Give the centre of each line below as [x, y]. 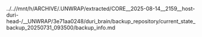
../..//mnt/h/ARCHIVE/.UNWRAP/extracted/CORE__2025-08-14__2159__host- [101, 9]
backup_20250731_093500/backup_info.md [61, 27]
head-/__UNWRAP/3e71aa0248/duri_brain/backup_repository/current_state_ [101, 21]
